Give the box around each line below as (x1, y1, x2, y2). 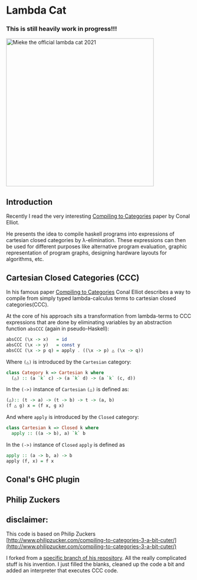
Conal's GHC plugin (6, 475, 80, 485)
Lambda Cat (6, 4, 67, 17)
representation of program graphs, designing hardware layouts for (6, 249, 167, 256)
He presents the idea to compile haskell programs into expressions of (6, 230, 175, 237)
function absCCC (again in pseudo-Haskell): (6, 325, 109, 332)
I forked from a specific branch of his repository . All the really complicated (6, 555, 187, 562)
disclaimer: (6, 514, 48, 524)
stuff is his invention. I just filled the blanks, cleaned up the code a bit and (6, 560, 185, 568)
